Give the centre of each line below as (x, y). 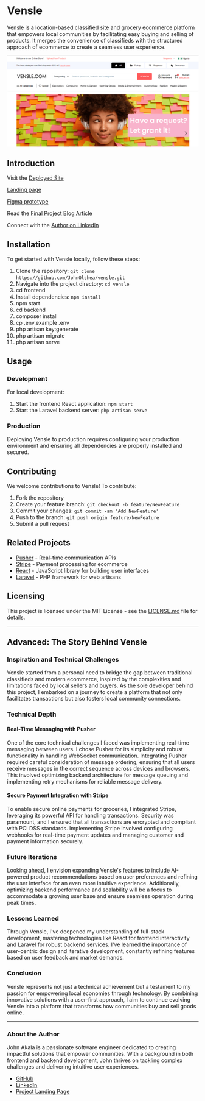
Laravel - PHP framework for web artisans (68, 577)
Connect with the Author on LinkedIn (53, 225)
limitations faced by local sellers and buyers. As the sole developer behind (100, 685)
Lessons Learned (33, 918)
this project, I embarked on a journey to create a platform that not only (95, 692)
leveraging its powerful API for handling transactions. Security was (90, 815)
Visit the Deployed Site (35, 178)
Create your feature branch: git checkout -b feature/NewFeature (98, 504)
